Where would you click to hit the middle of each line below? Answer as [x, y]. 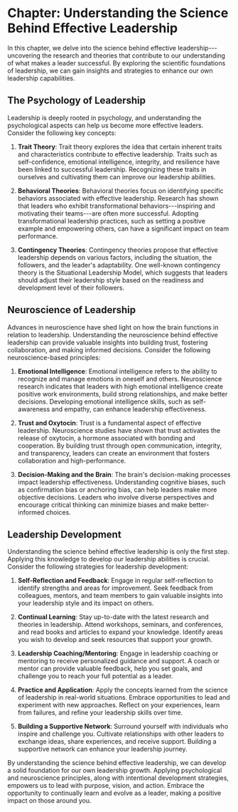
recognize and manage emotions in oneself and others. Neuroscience [120, 379]
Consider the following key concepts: [62, 132]
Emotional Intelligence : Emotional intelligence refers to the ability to [117, 371]
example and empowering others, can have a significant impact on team [123, 228]
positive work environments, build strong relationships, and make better [123, 394]
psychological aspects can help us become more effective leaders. [106, 125]
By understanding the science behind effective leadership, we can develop [117, 763]
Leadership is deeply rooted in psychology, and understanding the [104, 117]
